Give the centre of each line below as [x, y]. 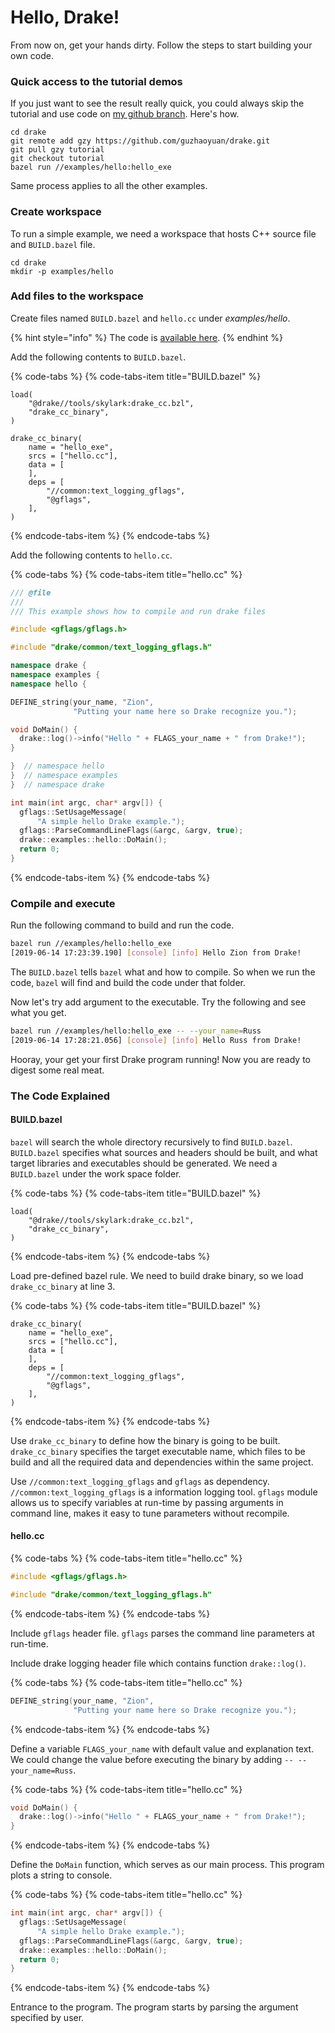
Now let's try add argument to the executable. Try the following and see [158, 1002]
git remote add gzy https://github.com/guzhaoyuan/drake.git [140, 141]
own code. [32, 55]
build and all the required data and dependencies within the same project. [162, 1462]
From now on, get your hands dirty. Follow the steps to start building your [161, 45]
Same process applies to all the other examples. [109, 186]
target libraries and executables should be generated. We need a [144, 1163]
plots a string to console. [61, 1875]
